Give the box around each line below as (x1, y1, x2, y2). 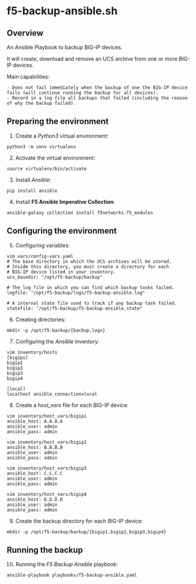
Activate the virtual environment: (15, 154, 96, 161)
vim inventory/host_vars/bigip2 (7, 439, 87, 445)
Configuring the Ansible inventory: (15, 338, 100, 345)
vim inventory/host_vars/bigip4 (7, 491, 87, 497)
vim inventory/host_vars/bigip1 (7, 413, 87, 419)
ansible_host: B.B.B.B (7, 444, 63, 451)
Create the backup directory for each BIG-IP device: (15, 517, 143, 524)
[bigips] (7, 355, 29, 361)
